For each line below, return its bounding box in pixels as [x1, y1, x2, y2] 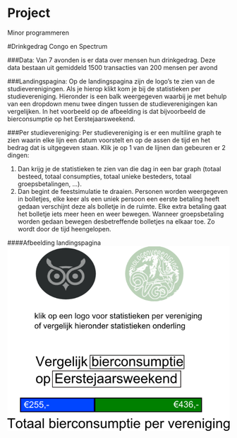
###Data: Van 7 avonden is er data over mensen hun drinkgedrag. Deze [7, 55, 216, 64]
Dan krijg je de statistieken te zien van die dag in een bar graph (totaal [17, 164, 221, 173]
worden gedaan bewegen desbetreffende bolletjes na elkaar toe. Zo [17, 217, 215, 226]
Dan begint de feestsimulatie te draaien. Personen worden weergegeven [17, 187, 228, 195]
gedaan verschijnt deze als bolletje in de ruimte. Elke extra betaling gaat [17, 202, 227, 210]
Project [7, 5, 51, 21]
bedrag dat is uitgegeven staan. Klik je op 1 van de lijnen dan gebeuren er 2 [7, 143, 226, 151]
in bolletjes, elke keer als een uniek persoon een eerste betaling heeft [17, 195, 220, 203]
